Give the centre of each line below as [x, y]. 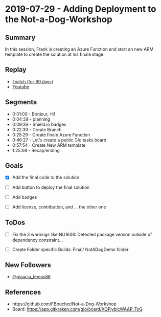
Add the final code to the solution [46, 178]
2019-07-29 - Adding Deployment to [81, 9]
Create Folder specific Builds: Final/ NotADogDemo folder [70, 249]
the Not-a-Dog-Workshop [59, 19]
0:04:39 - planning [31, 119]
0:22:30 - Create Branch [37, 129]
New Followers [28, 265]
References [23, 292]
